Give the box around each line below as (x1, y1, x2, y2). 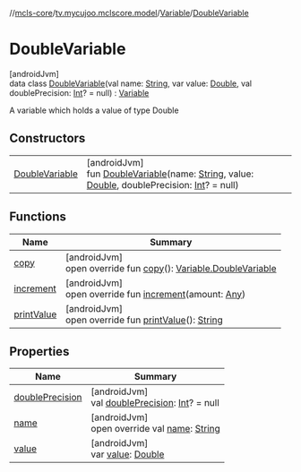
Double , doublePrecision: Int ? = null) (86, 178, 239, 191)
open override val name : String (90, 423, 221, 435)
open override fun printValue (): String (65, 313, 224, 326)
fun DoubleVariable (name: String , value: (86, 167, 254, 180)
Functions (9, 210, 67, 225)
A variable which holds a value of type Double (9, 105, 179, 116)
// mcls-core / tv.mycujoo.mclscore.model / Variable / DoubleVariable (9, 8, 249, 18)
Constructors (9, 131, 86, 146)
